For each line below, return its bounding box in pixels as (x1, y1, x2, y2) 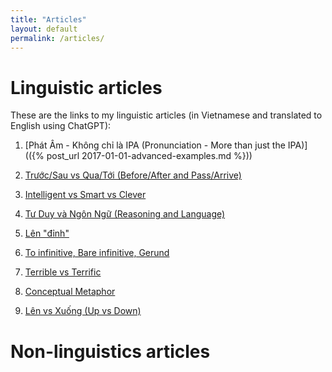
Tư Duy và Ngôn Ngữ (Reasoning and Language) (24, 208, 226, 220)
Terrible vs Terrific (24, 266, 102, 278)
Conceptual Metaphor (24, 286, 116, 298)
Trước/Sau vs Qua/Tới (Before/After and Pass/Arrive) (24, 169, 242, 181)
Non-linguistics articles (10, 340, 211, 363)
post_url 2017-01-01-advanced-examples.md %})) (46, 150, 253, 162)
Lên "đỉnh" (24, 227, 70, 240)
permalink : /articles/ (10, 33, 105, 43)
